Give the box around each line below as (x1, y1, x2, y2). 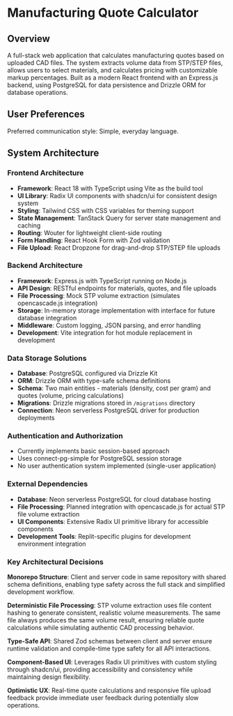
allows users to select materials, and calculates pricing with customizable (7, 66, 218, 74)
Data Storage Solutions (7, 353, 87, 363)
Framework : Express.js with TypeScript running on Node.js (17, 276, 187, 285)
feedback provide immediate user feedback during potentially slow (7, 693, 200, 702)
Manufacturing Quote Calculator (7, 5, 199, 21)
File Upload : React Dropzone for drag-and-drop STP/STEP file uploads (17, 243, 221, 252)
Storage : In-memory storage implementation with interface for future (17, 306, 216, 315)
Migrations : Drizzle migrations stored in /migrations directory (17, 399, 195, 408)
